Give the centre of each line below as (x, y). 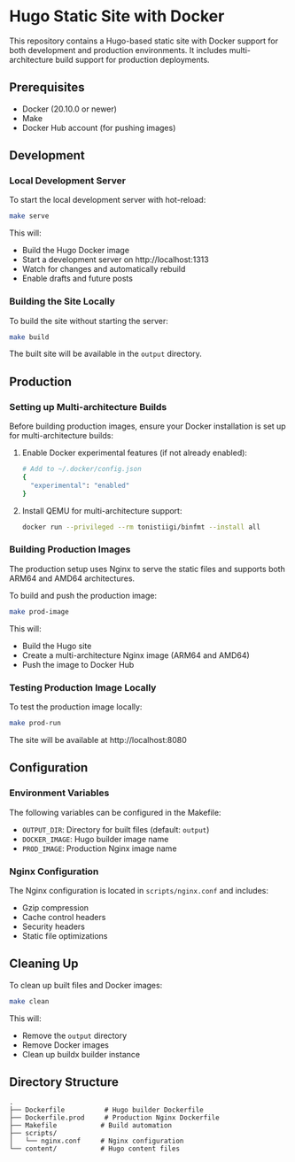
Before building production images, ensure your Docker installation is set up (147, 426)
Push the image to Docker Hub (78, 664)
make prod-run (35, 724)
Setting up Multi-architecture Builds (88, 407)
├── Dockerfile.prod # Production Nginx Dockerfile (114, 1118)
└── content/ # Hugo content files (94, 1149)
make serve (29, 216)
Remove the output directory (74, 1035)
